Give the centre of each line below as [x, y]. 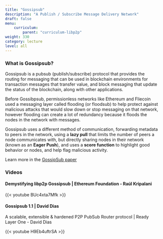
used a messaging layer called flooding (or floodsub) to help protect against [81, 104]
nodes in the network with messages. [43, 119]
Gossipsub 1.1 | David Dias [32, 206]
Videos [14, 172]
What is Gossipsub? [29, 63]
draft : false [18, 19]
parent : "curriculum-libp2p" [52, 32]
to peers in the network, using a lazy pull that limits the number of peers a [80, 134]
